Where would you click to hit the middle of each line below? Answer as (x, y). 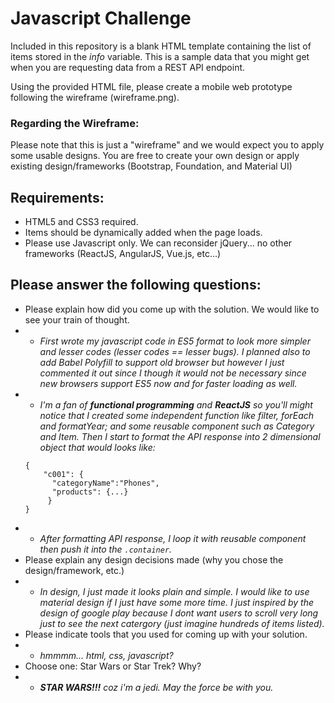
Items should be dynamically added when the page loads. (143, 233)
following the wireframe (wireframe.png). (95, 97)
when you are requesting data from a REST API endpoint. (128, 67)
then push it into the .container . (106, 549)
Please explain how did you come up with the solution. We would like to (172, 309)
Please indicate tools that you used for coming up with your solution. (166, 634)
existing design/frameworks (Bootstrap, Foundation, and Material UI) (151, 166)
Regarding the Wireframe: (75, 123)
